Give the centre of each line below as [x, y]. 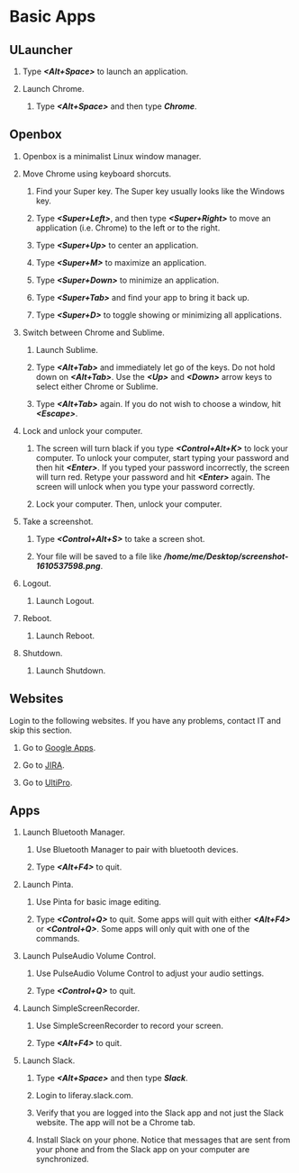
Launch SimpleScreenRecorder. [81, 1008]
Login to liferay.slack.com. [84, 1096]
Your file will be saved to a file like [99, 556]
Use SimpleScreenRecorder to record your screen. [129, 1026]
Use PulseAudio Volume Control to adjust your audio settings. [150, 973]
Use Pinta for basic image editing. [99, 902]
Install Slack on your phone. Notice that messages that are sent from [163, 1140]
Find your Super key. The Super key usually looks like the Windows [160, 191]
